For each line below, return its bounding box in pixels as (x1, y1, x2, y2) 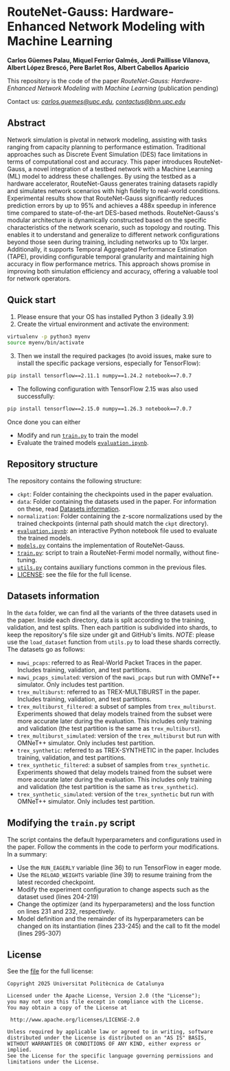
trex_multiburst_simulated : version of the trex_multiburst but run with (16, 731, 220, 740)
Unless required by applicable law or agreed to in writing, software (7, 1028, 214, 1035)
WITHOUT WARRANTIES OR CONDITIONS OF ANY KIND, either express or (7, 1041, 201, 1048)
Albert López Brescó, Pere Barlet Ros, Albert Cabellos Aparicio (7, 63, 189, 71)
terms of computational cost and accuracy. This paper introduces (7, 157, 192, 166)
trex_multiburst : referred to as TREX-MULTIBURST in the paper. (16, 687, 200, 696)
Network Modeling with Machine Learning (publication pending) (37, 84, 219, 92)
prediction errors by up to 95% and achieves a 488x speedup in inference (7, 201, 216, 210)
